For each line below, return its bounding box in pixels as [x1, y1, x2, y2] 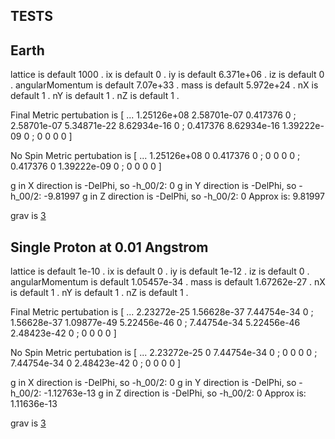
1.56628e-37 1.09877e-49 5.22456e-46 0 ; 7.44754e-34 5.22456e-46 [10, 317, 301, 329]
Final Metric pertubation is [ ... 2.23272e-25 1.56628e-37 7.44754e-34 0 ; [10, 306, 314, 318]
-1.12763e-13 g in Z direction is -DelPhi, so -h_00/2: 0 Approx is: [43, 387, 307, 399]
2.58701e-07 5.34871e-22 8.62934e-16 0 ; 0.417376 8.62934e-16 [10, 120, 280, 132]
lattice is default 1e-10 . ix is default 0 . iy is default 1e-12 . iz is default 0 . [10, 265, 310, 278]
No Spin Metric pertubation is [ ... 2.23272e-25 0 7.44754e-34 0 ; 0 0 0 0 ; [10, 347, 318, 359]
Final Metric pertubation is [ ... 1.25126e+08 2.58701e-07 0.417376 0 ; [10, 109, 297, 121]
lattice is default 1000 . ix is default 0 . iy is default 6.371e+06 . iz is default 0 [10, 69, 325, 81]
